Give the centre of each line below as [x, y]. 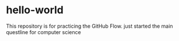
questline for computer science [44, 32]
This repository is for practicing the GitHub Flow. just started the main [89, 26]
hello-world [35, 10]
